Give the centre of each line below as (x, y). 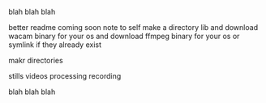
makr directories (36, 60)
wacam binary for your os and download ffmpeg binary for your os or (124, 36)
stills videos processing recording (65, 76)
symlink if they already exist (55, 45)
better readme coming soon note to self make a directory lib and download (133, 27)
